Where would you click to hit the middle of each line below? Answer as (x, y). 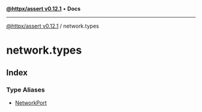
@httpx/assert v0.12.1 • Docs (44, 9)
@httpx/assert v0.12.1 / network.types (53, 26)
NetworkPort (31, 102)
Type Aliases (26, 90)
